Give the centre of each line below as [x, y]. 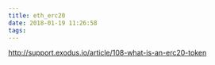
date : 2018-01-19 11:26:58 [53, 23]
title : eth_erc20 [37, 15]
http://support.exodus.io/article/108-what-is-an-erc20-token [107, 53]
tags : [17, 30]
